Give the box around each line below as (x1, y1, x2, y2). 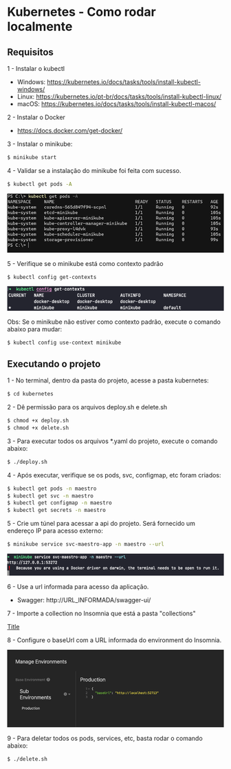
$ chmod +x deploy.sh (7, 418, 69, 424)
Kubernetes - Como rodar (7, 4, 156, 20)
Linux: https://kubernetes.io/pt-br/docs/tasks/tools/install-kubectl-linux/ (16, 92, 222, 101)
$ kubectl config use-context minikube (7, 339, 122, 346)
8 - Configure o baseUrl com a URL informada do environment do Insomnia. (7, 635, 222, 644)
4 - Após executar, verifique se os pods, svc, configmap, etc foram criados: (7, 471, 221, 479)
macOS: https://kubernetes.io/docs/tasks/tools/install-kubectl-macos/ (16, 100, 217, 107)
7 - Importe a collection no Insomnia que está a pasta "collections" (7, 609, 196, 617)
